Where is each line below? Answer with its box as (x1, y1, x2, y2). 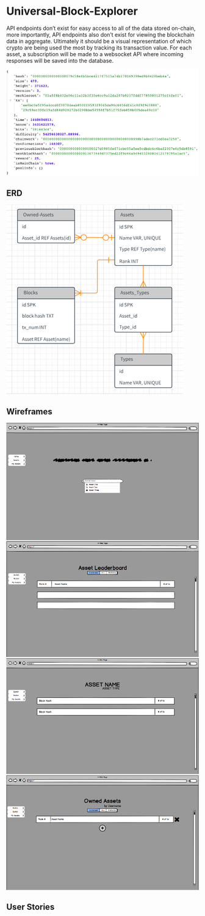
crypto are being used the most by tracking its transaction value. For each (6, 44, 192, 51)
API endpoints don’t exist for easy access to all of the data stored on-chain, (6, 24, 196, 32)
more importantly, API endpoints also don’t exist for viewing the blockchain (6, 31, 195, 38)
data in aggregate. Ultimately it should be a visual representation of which (6, 37, 192, 45)
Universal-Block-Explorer (6, 4, 138, 18)
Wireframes (6, 406, 53, 417)
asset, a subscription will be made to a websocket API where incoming (6, 50, 184, 57)
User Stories (6, 902, 55, 912)
